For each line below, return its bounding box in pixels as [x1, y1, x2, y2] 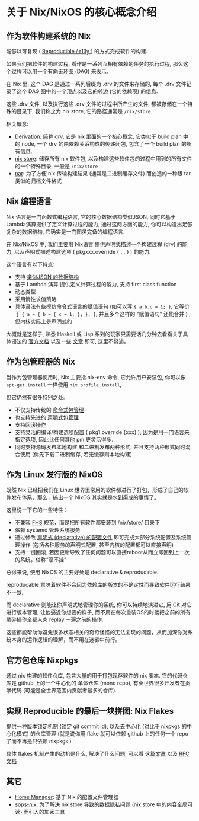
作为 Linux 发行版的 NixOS [6, 469, 103, 480]
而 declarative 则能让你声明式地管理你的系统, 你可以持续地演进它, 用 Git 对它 [6, 601, 192, 608]
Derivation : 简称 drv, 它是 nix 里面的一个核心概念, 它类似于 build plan [14, 133, 182, 140]
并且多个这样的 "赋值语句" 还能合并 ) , [98, 310, 191, 317]
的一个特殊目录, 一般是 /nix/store [14, 162, 98, 170]
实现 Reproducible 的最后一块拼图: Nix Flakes [6, 706, 174, 716]
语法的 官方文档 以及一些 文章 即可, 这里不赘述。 [11, 337, 129, 344]
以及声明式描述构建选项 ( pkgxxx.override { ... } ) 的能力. [14, 248, 151, 255]
